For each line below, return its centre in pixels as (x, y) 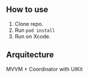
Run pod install (35, 30)
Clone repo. (29, 24)
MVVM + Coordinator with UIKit (44, 69)
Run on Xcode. (33, 36)
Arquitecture (30, 55)
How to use (27, 10)
